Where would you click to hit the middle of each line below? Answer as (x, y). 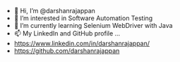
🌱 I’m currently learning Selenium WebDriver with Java (93, 25)
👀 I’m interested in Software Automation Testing (83, 18)
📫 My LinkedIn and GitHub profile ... (67, 33)
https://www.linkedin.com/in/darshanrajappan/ (82, 43)
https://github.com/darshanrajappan (67, 51)
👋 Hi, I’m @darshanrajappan (54, 11)
